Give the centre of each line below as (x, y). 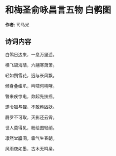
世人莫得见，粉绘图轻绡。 (31, 127)
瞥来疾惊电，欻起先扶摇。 (31, 96)
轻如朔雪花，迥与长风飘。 (31, 75)
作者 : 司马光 (17, 25)
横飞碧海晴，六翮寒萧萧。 (31, 65)
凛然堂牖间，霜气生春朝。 (31, 138)
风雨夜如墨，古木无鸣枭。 (31, 149)
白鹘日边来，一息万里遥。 (31, 54)
